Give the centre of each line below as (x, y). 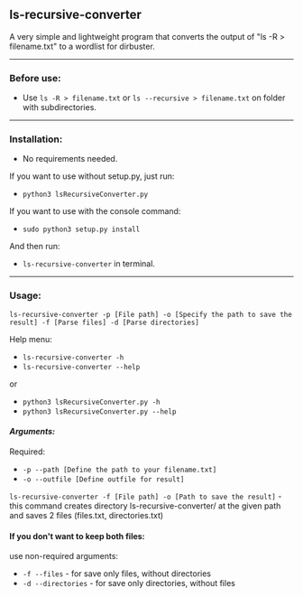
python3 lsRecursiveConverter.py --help (99, 411)
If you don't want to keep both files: (78, 536)
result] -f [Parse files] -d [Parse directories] (105, 322)
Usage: (26, 295)
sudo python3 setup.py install (81, 229)
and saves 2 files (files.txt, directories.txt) (87, 515)
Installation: (36, 139)
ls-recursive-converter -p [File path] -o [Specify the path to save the (151, 314)
